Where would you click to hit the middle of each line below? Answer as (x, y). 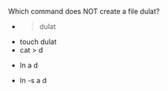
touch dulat (38, 42)
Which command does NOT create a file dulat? (84, 11)
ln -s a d (33, 80)
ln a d (28, 65)
